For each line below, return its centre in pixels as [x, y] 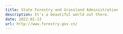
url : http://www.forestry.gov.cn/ [42, 24]
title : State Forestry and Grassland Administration [62, 10]
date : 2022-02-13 [23, 19]
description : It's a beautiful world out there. [57, 14]
